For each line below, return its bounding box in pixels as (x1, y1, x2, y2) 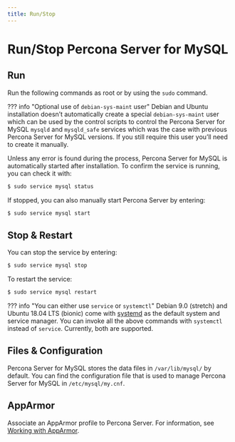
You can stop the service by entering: (7, 248, 117, 257)
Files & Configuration (7, 345, 103, 357)
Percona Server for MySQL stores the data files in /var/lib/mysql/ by (7, 364, 211, 372)
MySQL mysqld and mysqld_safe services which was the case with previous (7, 125, 228, 133)
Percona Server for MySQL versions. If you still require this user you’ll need (7, 133, 228, 141)
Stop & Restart (7, 229, 73, 241)
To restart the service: (7, 275, 73, 284)
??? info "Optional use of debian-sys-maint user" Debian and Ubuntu (7, 102, 209, 110)
